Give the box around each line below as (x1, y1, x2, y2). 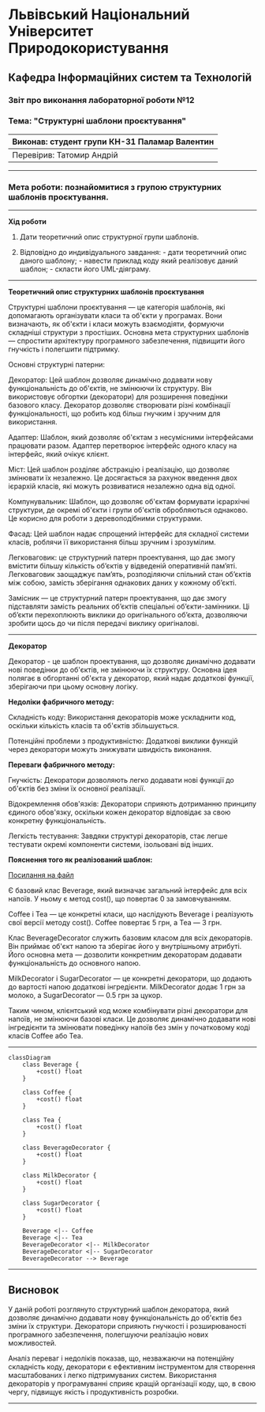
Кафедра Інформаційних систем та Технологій (8, 70, 252, 84)
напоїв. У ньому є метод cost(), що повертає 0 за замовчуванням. (8, 894, 232, 904)
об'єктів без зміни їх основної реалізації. (8, 784, 146, 793)
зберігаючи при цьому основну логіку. (8, 682, 138, 692)
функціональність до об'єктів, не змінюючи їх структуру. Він (8, 384, 212, 393)
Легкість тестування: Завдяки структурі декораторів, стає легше (8, 831, 228, 841)
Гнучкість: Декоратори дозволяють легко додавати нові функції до (8, 776, 234, 785)
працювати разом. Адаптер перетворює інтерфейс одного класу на (8, 441, 237, 450)
